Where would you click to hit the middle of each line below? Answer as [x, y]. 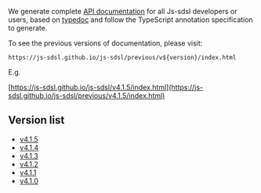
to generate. [28, 28]
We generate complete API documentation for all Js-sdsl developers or [123, 11]
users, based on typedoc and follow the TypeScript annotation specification [130, 20]
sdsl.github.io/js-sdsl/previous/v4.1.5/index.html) [87, 96]
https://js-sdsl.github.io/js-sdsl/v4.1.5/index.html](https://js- [107, 87]
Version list [36, 120]
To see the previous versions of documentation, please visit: [105, 43]
